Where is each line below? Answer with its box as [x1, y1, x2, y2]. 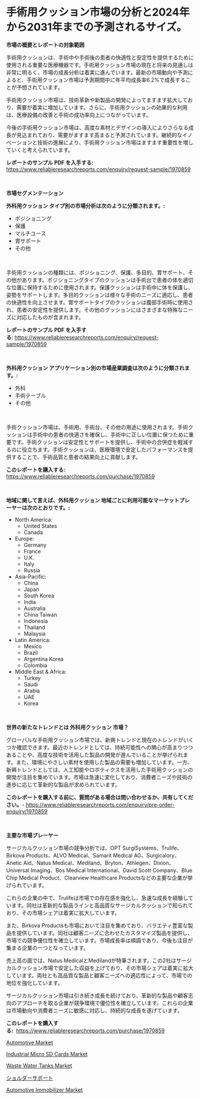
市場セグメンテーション [6, 189, 64, 197]
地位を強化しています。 [6, 979, 64, 986]
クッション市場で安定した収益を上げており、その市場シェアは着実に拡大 [16, 964, 194, 971]
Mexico [23, 642, 42, 650]
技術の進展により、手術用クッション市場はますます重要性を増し [37, 138, 193, 146]
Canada [23, 528, 43, 535]
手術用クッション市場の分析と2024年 [6, 5, 190, 19]
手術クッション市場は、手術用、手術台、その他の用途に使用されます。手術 [6, 423, 189, 431]
